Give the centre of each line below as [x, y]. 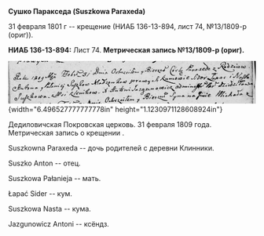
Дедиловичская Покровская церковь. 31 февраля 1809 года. [110, 125]
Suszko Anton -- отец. [44, 163]
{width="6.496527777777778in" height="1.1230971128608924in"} [115, 110]
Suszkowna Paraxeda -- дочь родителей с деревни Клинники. [111, 148]
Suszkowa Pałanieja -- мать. [55, 179]
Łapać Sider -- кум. [40, 194]
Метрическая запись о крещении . [66, 133]
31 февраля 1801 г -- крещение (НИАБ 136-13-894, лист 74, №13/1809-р [128, 26]
